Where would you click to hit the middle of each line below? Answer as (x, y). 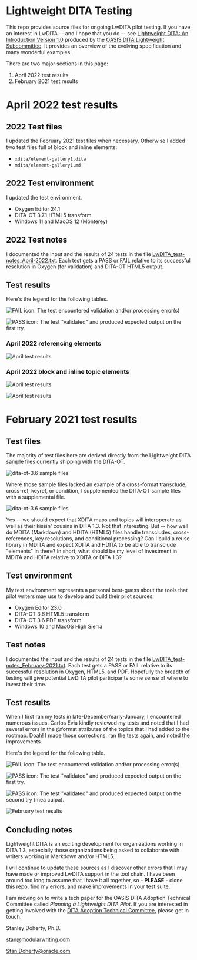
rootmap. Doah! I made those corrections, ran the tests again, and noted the (98, 735)
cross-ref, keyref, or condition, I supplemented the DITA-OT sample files (94, 490)
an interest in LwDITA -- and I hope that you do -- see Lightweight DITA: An (97, 33)
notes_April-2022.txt (31, 260)
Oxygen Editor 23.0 (38, 607)
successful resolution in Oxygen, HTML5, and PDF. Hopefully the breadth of (98, 672)
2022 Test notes (37, 240)
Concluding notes (39, 830)
